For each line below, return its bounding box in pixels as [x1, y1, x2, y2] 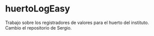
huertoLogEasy [5, 3, 70, 14]
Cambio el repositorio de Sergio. [5, 24, 72, 30]
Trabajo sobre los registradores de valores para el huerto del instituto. [5, 19, 149, 25]
